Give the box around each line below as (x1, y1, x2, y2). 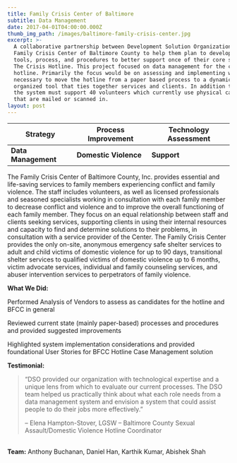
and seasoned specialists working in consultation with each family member (7, 195, 226, 204)
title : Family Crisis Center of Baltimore (7, 10, 134, 18)
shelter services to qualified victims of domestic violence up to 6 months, (7, 255, 221, 264)
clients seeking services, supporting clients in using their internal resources (7, 217, 227, 226)
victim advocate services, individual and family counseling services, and (7, 262, 218, 271)
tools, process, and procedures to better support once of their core (13, 57, 226, 64)
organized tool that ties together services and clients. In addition (13, 83, 226, 90)
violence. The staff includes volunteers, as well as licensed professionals (7, 187, 219, 196)
